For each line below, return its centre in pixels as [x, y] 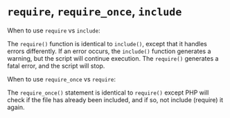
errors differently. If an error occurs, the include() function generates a [109, 51]
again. [16, 107]
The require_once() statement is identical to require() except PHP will [108, 92]
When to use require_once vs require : [62, 79]
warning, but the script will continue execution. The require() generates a [113, 58]
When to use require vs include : [54, 30]
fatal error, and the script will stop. [56, 66]
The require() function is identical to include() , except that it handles [107, 43]
